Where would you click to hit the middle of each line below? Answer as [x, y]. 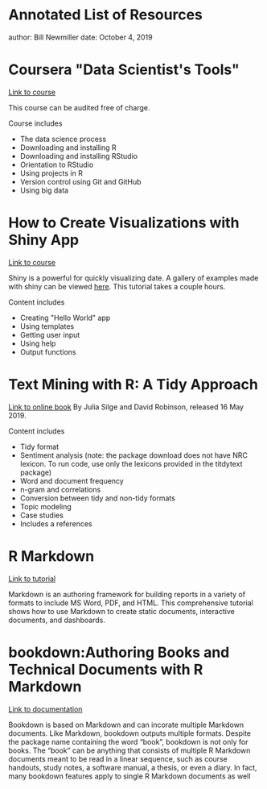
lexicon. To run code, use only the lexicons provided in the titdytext [131, 463]
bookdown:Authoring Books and [119, 652]
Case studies [42, 515]
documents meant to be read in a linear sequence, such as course [118, 758]
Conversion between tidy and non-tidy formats [97, 498]
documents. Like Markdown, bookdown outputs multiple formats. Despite [130, 733]
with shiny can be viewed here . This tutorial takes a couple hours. [117, 286]
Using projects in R [51, 173]
